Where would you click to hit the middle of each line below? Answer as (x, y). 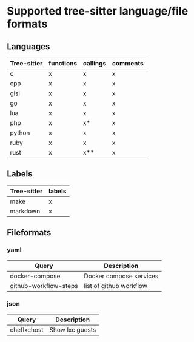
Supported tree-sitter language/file (98, 11)
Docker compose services (121, 276)
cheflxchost (27, 330)
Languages (28, 46)
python (20, 133)
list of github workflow (116, 286)
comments (128, 63)
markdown (25, 211)
